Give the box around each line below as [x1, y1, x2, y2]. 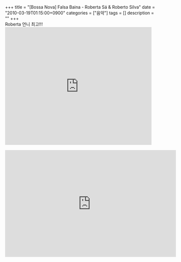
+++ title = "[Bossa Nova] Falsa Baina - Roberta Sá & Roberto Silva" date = [5, 4, 155, 10]
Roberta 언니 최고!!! [5, 22, 43, 27]
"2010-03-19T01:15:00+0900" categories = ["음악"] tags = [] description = [5, 10, 154, 16]
